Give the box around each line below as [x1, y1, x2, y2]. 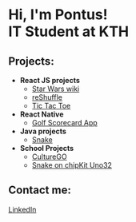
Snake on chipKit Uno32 [31, 161, 112, 169]
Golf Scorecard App [31, 118, 98, 127]
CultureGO [31, 152, 67, 161]
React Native [19, 109, 64, 119]
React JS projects [19, 76, 80, 85]
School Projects [19, 144, 74, 153]
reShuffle [31, 93, 62, 101]
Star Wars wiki [31, 84, 80, 93]
